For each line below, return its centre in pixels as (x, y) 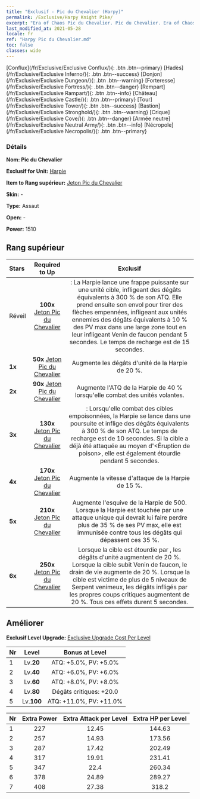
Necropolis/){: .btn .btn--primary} (106, 131)
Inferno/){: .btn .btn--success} (102, 74)
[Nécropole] (159, 125)
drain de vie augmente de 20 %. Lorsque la (130, 572)
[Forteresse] (160, 80)
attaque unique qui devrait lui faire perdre (129, 518)
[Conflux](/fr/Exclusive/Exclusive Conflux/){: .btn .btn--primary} (84, 68)
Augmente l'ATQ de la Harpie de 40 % (129, 387)
